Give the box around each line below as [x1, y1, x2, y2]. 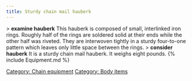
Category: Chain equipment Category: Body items [6, 67, 128, 74]
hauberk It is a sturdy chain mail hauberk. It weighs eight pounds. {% [6, 50, 175, 57]
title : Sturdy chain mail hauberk [6, 8, 92, 15]
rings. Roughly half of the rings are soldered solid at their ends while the [6, 31, 183, 38]
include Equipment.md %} [6, 56, 70, 63]
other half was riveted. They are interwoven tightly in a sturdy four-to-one [6, 37, 187, 44]
